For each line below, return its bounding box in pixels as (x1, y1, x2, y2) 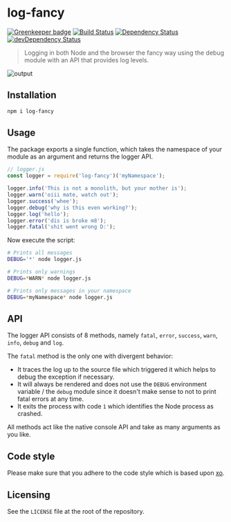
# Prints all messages (7, 249, 73, 257)
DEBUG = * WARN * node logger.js (7, 275, 91, 282)
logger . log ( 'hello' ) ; (7, 210, 70, 217)
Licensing (7, 489, 50, 501)
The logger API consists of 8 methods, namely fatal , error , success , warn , (7, 331, 218, 340)
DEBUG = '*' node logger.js (7, 256, 82, 263)
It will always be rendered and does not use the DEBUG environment (17, 380, 207, 388)
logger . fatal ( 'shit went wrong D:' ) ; (7, 224, 116, 231)
